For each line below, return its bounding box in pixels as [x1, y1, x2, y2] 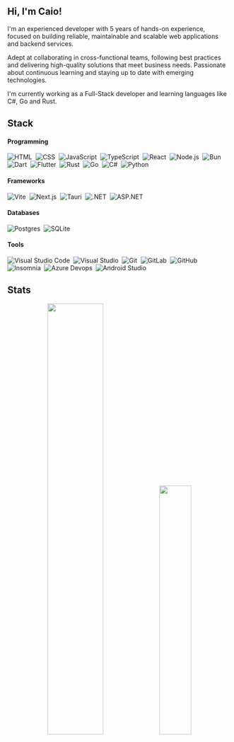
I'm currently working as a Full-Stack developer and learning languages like [7, 89, 228, 98]
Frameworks [7, 177, 45, 185]
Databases [7, 209, 40, 217]
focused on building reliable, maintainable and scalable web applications [7, 32, 219, 40]
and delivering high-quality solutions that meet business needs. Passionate [7, 60, 226, 69]
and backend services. [7, 39, 74, 48]
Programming [7, 137, 49, 146]
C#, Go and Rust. [7, 97, 57, 105]
